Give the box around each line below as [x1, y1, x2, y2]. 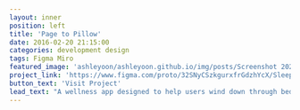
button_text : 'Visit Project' [9, 79, 122, 88]
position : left [9, 21, 66, 30]
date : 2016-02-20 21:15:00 [9, 37, 110, 47]
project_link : [9, 71, 62, 80]
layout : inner [9, 12, 62, 22]
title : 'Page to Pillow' [9, 29, 102, 38]
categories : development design [9, 46, 129, 55]
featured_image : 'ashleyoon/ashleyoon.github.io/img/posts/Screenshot [9, 63, 278, 72]
